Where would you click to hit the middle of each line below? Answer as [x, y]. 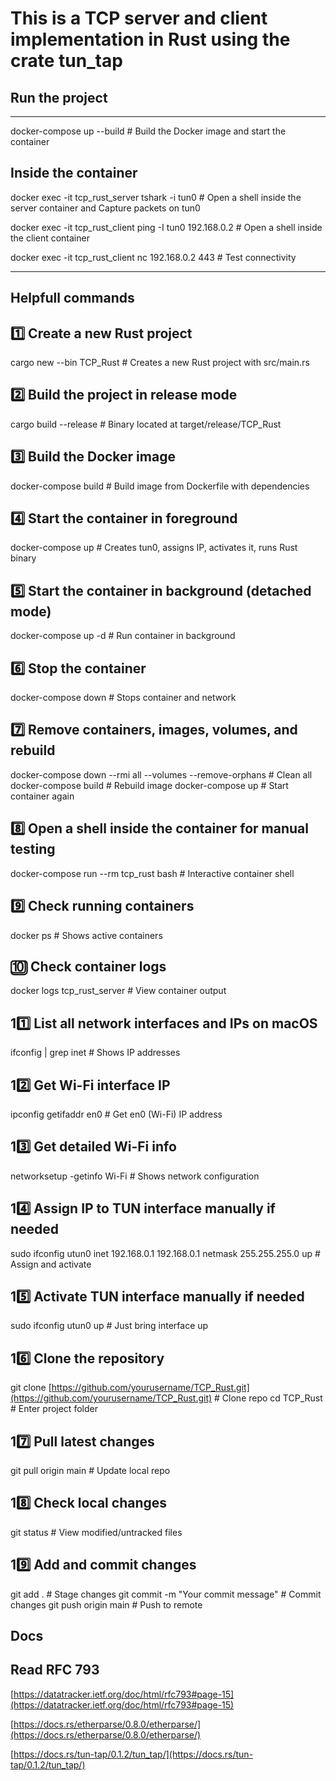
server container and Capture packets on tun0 [105, 208]
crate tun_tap [66, 61]
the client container [50, 238]
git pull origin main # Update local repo [90, 1471]
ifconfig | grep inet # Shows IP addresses [95, 1053]
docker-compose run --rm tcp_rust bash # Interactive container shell [152, 873]
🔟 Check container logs [88, 966]
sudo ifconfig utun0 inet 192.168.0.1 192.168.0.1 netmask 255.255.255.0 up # [165, 1253]
